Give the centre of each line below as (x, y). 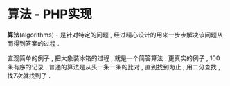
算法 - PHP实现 (50, 14)
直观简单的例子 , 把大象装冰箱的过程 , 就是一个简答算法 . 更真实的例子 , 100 (114, 58)
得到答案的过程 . (36, 43)
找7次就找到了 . (29, 75)
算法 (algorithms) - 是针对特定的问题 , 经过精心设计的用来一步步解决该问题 (112, 35)
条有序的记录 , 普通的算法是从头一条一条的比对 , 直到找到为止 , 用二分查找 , (114, 67)
